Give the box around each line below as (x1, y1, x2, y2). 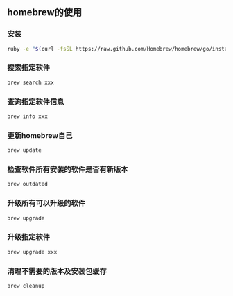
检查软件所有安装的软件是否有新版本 (7, 165, 128, 174)
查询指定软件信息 (7, 96, 64, 106)
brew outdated (7, 181, 49, 188)
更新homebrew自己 (7, 130, 73, 140)
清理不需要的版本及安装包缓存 (7, 266, 107, 276)
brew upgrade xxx (7, 248, 58, 255)
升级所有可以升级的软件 (7, 198, 85, 208)
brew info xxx (7, 113, 49, 120)
